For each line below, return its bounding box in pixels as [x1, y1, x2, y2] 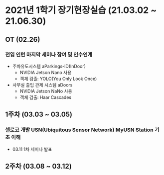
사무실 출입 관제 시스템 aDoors [12, 82, 73, 87]
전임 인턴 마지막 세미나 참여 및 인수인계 [5, 51, 93, 58]
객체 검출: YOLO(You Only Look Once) [19, 76, 97, 82]
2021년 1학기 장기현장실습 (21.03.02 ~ [5, 4, 157, 16]
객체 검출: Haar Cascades [19, 94, 71, 100]
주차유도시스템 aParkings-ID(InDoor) [12, 63, 86, 69]
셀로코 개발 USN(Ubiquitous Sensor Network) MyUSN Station [5, 126, 154, 133]
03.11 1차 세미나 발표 [12, 146, 52, 152]
